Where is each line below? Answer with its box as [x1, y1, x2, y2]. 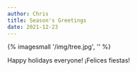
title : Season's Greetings [7, 17, 87, 24]
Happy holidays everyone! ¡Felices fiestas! [7, 56, 131, 65]
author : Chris [7, 10, 49, 18]
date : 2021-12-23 [7, 23, 59, 30]
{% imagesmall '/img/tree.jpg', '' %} [7, 43, 112, 51]
